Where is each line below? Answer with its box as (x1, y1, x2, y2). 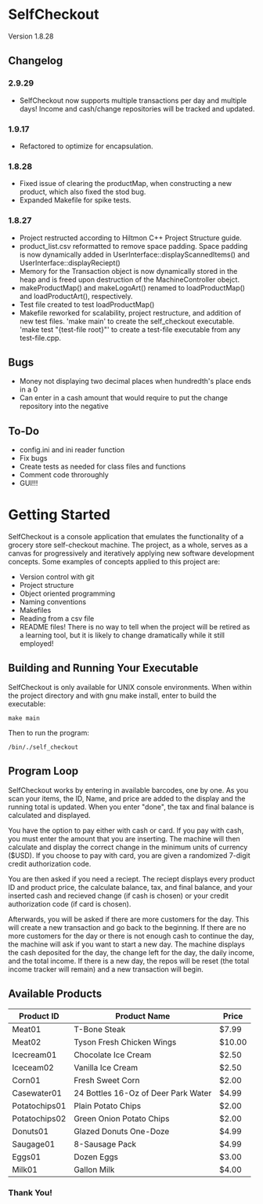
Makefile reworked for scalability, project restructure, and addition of (19, 308, 241, 317)
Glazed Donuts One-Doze (74, 1126, 170, 1137)
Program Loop (8, 764, 79, 778)
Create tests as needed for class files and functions (19, 462, 186, 472)
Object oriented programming (19, 589, 116, 598)
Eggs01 (12, 1151, 41, 1162)
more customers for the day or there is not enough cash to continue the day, (8, 931, 254, 940)
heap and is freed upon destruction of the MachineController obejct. (19, 275, 240, 284)
